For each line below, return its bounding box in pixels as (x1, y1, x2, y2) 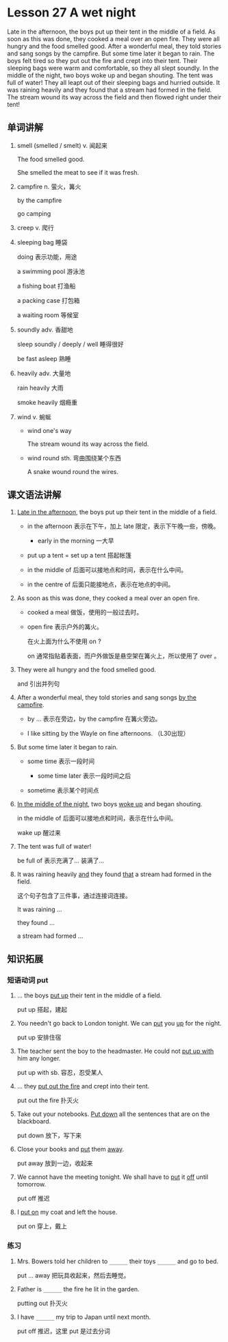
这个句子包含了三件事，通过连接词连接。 (16, 891, 131, 899)
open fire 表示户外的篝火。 (27, 622, 103, 631)
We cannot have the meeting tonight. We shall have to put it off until (16, 1173, 209, 1181)
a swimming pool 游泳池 (16, 267, 86, 275)
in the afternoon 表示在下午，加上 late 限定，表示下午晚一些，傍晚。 (27, 522, 220, 530)
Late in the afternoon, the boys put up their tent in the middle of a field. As (7, 27, 216, 36)
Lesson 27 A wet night (7, 5, 136, 21)
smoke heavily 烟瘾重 (16, 398, 78, 406)
